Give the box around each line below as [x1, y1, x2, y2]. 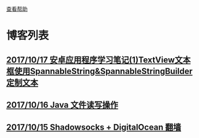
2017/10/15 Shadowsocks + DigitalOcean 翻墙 [6, 122, 181, 133]
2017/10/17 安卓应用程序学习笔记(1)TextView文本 [6, 54, 191, 65]
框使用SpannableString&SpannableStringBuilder [6, 66, 193, 76]
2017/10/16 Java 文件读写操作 [6, 99, 119, 110]
